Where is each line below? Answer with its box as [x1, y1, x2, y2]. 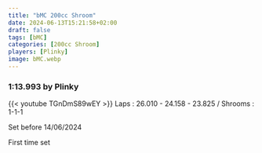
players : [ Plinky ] [8, 48, 68, 56]
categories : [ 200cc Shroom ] [8, 41, 100, 49]
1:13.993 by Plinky [8, 81, 79, 92]
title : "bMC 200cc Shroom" [8, 11, 96, 20]
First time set [8, 138, 51, 148]
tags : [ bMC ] [8, 33, 47, 42]
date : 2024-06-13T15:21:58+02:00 [8, 19, 118, 27]
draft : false [8, 26, 51, 34]
